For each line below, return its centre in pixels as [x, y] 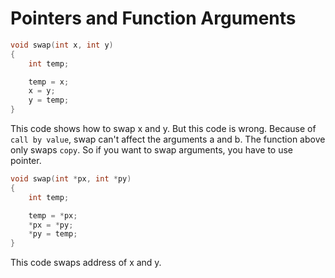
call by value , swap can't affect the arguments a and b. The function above [168, 139]
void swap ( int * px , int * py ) [71, 179]
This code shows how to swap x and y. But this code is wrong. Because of [163, 129]
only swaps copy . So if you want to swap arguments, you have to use [151, 150]
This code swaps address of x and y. [86, 263]
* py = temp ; [53, 234]
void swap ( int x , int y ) [62, 45]
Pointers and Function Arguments [153, 18]
